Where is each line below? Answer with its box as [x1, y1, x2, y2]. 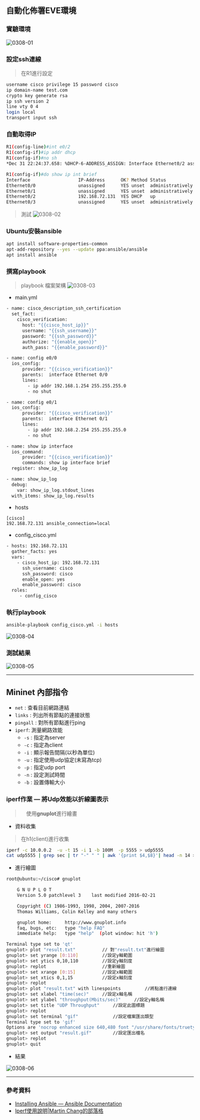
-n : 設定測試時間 [23, 772, 65, 779]
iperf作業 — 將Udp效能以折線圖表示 [6, 795, 109, 804]
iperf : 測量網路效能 [14, 727, 63, 734]
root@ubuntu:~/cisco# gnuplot [6, 876, 82, 882]
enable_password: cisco [21, 582, 82, 588]
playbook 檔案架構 [20, 282, 67, 289]
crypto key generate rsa [6, 92, 68, 98]
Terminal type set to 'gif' [6, 1019, 76, 1025]
